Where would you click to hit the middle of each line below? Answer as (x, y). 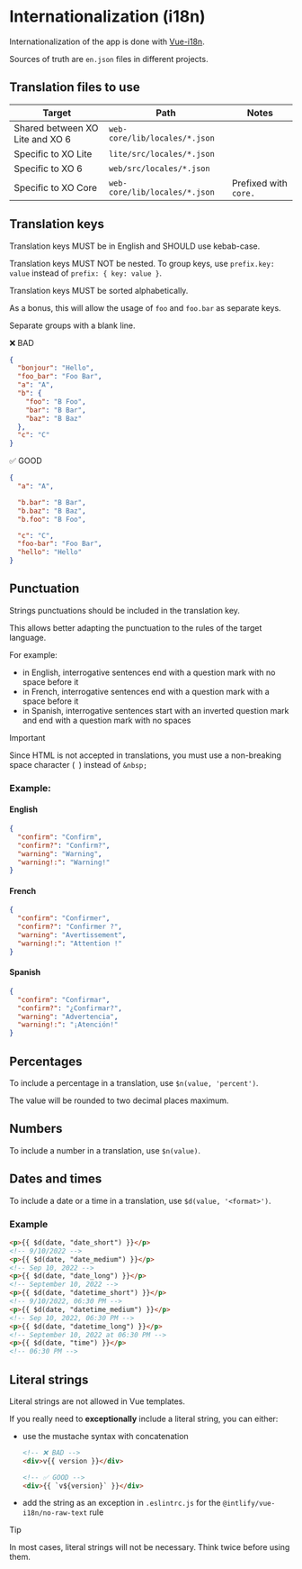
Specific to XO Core (55, 187)
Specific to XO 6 (48, 169)
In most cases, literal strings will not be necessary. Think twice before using (150, 1547)
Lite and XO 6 (43, 139)
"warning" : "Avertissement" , (72, 935)
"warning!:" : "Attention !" (70, 944)
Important (27, 737)
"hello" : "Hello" (50, 552)
